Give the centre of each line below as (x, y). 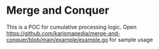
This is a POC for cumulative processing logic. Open (72, 27)
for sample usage (131, 39)
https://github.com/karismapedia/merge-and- (63, 33)
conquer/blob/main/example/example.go (57, 39)
